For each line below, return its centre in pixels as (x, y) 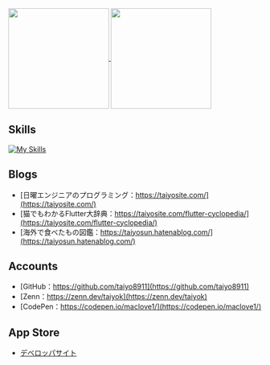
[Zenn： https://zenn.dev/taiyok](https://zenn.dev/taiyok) (113, 297)
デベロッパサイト (48, 353)
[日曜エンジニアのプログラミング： (78, 195)
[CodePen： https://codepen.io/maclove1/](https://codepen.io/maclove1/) (141, 307)
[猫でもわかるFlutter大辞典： (67, 213)
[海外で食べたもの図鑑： (60, 232)
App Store (34, 332)
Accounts (33, 267)
